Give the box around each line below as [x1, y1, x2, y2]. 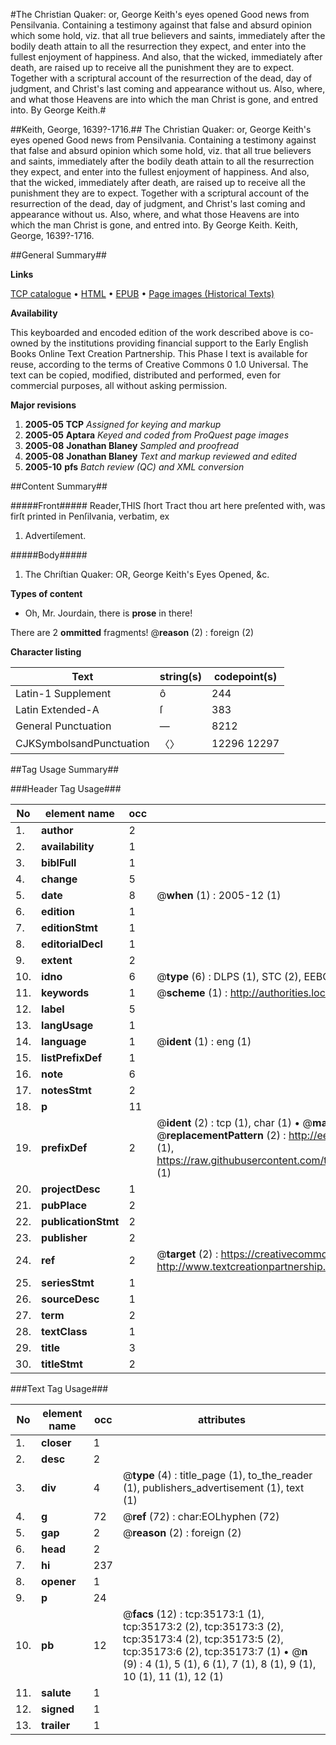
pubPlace [41, 1199, 88, 1212]
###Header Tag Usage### [10, 783, 122, 794]
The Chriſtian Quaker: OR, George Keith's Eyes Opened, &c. [24, 569, 270, 580]
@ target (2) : [156, 1247, 219, 1261]
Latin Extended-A [15, 703, 100, 716]
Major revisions [10, 399, 77, 411]
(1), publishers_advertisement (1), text [122, 1481, 305, 1494]
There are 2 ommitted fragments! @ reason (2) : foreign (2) [10, 627, 255, 638]
